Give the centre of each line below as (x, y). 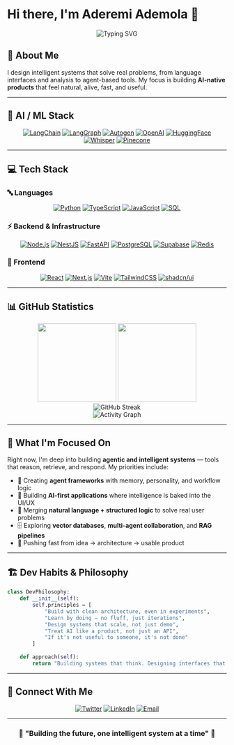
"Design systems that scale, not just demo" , (111, 624)
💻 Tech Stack (38, 169)
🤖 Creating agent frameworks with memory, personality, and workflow (119, 480)
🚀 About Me (33, 56)
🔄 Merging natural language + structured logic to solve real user (111, 510)
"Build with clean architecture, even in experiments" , (127, 611)
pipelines (31, 536)
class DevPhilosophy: (39, 592)
